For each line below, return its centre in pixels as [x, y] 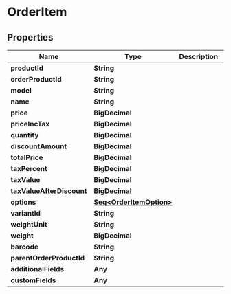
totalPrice [27, 157]
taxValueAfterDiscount [49, 191]
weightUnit [29, 224]
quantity [25, 135]
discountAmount [39, 146]
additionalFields [37, 269]
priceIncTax [30, 124]
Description [199, 57]
